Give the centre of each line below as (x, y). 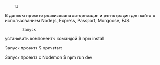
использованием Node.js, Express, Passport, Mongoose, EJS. (68, 21)
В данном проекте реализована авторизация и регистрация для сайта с (80, 16)
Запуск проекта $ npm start (34, 48)
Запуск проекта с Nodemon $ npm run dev (49, 57)
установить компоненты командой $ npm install (55, 39)
